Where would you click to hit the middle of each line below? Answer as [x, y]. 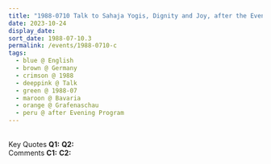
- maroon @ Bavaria [48, 98]
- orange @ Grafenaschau [57, 105]
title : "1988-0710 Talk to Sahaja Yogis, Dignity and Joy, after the [128, 16]
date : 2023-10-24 [38, 23]
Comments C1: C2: [40, 153]
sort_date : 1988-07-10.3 [50, 38]
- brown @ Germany [47, 68]
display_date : [32, 31]
